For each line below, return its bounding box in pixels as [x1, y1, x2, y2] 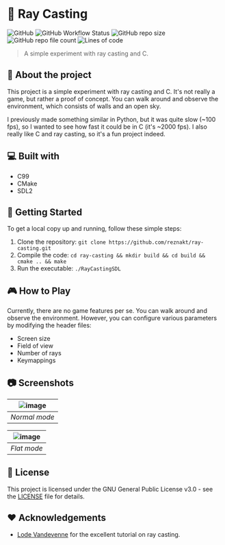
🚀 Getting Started [7, 206, 83, 218]
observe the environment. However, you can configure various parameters [7, 314, 217, 322]
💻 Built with [7, 151, 60, 162]
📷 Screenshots [7, 377, 74, 389]
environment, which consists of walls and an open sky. [7, 102, 161, 110]
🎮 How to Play [7, 285, 71, 296]
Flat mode [10, 444, 43, 453]
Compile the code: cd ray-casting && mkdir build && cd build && [16, 251, 206, 259]
